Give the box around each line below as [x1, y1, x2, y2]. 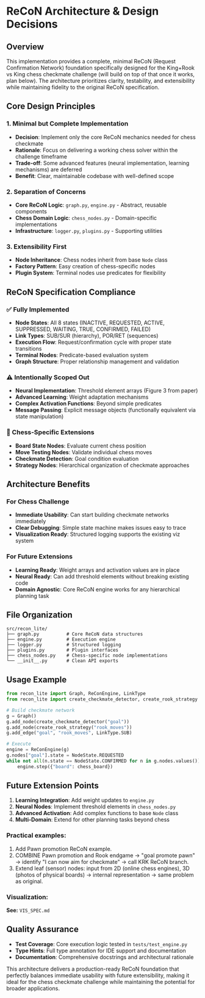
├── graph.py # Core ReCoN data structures [6, 631, 143, 638]
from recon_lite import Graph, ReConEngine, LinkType [6, 691, 146, 697]
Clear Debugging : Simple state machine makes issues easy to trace [15, 524, 186, 532]
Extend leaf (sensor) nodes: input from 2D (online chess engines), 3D [15, 864, 190, 872]
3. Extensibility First [6, 242, 67, 251]
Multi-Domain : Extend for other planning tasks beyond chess [15, 816, 170, 824]
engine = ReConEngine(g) [6, 747, 70, 753]
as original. [15, 877, 43, 885]
